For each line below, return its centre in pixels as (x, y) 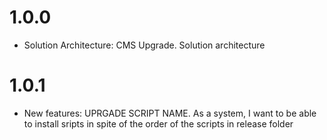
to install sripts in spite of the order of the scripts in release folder (158, 123)
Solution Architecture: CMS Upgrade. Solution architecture (144, 45)
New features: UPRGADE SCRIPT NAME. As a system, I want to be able (170, 113)
